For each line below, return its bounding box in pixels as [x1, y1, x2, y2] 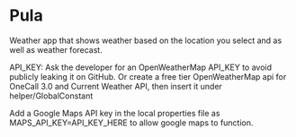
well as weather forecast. [9, 44, 103, 55]
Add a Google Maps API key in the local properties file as [9, 107, 220, 118]
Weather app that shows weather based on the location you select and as [9, 35, 283, 46]
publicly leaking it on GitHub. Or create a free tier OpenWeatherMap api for [9, 71, 287, 81]
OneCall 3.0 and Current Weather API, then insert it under [9, 81, 223, 91]
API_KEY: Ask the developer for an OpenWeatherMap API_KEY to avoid [9, 62, 273, 73]
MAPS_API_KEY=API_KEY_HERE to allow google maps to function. [9, 117, 254, 128]
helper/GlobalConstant [9, 90, 94, 101]
